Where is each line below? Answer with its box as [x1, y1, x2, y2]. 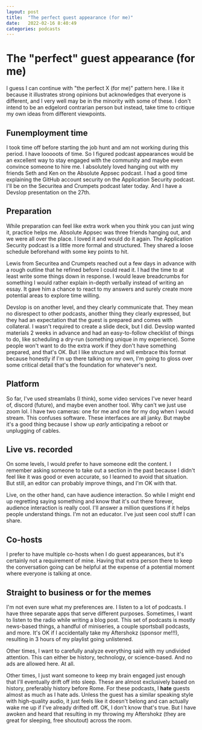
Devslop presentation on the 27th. [6, 189, 91, 196]
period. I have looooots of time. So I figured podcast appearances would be [6, 150, 194, 157]
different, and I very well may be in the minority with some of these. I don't [6, 97, 191, 105]
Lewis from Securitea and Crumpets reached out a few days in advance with [6, 259, 197, 266]
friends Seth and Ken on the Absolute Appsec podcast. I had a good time [6, 170, 188, 176]
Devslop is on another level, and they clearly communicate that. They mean [6, 303, 194, 311]
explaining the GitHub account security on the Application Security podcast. [6, 176, 195, 183]
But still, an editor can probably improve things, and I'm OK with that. [6, 480, 177, 487]
